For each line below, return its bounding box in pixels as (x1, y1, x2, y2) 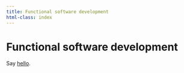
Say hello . (6, 60, 31, 67)
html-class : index (6, 14, 52, 20)
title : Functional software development (6, 8, 109, 15)
